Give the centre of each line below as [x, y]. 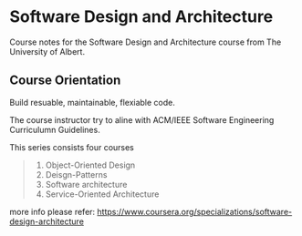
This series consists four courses [72, 147]
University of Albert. [47, 51]
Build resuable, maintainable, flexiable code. [93, 102]
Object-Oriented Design [90, 165]
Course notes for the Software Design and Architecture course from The [146, 42]
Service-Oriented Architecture [102, 194]
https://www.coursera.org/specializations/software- [195, 211]
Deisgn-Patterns [76, 174]
